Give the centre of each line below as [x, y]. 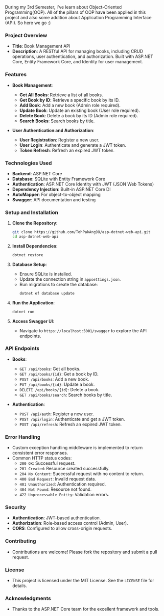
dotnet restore [28, 255]
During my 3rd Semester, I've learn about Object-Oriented [64, 7]
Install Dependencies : [35, 246]
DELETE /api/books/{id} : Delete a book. [59, 389]
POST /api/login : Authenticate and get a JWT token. [72, 419]
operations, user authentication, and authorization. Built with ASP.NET [82, 56]
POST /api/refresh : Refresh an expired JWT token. [70, 424]
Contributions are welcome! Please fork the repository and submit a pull [85, 552]
